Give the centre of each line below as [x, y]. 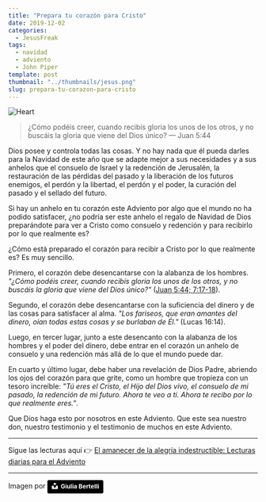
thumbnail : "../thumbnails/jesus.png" [72, 82]
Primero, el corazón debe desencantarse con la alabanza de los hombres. [129, 273]
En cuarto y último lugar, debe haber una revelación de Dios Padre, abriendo [133, 370]
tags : [17, 45]
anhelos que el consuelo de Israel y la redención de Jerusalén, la [114, 168]
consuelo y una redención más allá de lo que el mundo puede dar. [116, 354]
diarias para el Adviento [47, 462]
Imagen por [27, 486]
